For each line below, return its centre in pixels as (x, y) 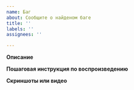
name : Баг (19, 12)
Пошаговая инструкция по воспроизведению (67, 69)
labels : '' (20, 29)
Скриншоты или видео (37, 81)
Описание (20, 57)
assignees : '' (24, 35)
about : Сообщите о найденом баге (49, 18)
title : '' (19, 23)
